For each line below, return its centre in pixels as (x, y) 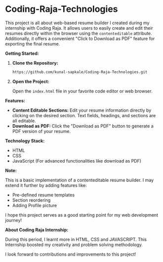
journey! (14, 220)
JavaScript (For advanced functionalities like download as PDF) (77, 161)
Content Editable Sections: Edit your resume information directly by (82, 110)
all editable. (24, 121)
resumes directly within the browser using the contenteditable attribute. (79, 33)
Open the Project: (31, 81)
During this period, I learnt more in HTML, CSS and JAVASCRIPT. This (76, 239)
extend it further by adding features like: (46, 185)
